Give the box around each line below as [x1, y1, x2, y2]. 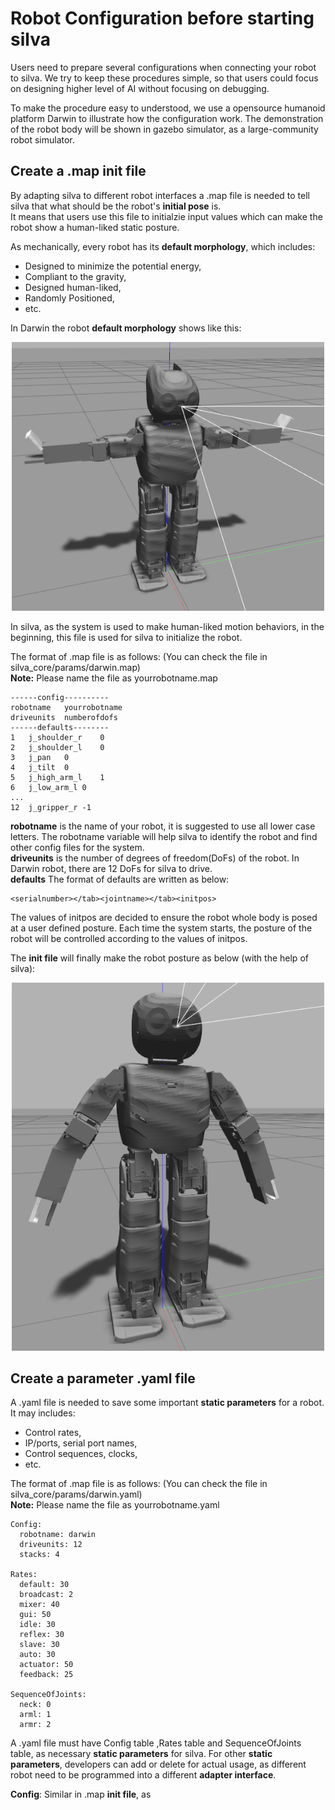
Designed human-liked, [24, 281, 122, 293]
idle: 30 [19, 1620, 56, 1630]
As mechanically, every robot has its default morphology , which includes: [10, 240, 316, 252]
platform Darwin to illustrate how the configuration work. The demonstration [10, 112, 324, 124]
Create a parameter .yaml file [10, 1370, 196, 1387]
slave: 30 [19, 1640, 60, 1650]
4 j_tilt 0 [10, 763, 70, 773]
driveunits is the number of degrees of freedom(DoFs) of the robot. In [10, 852, 300, 864]
